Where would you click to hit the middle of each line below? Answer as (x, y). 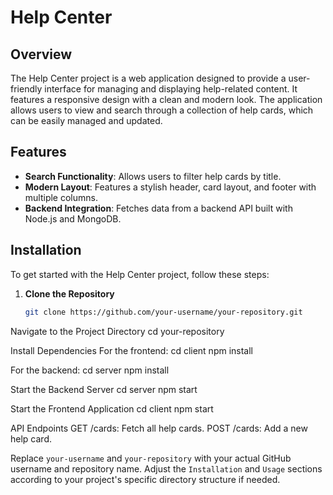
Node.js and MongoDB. (73, 218)
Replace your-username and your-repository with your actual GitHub (151, 458)
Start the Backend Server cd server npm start (104, 389)
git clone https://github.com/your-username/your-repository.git (163, 312)
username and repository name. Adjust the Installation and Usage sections (166, 468)
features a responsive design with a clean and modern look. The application (166, 99)
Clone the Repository (69, 293)
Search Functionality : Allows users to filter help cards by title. (153, 176)
